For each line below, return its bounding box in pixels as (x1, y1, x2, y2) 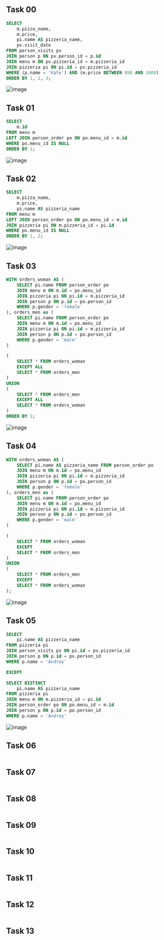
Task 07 (6, 767, 36, 777)
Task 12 (6, 899, 34, 910)
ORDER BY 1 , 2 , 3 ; (6, 75, 51, 81)
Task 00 (6, 5, 36, 15)
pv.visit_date (16, 42, 51, 48)
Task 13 (6, 926, 35, 936)
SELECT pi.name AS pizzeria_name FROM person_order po (16, 462, 154, 468)
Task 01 (6, 103, 35, 113)
